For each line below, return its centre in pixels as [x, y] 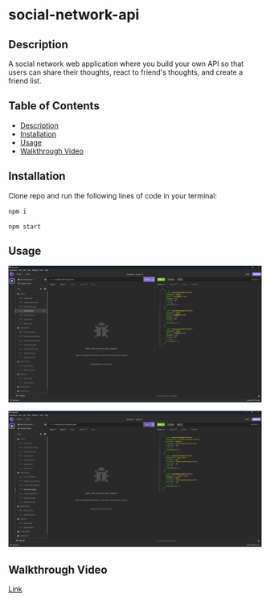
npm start [25, 227]
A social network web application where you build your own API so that [126, 63]
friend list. [25, 81]
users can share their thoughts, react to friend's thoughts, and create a [126, 72]
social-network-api [74, 15]
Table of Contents [54, 106]
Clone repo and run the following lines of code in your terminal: [113, 195]
